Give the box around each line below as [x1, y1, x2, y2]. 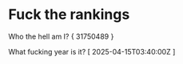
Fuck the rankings [8, 6, 130, 24]
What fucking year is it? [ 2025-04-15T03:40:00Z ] [8, 47, 176, 56]
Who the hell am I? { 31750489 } [8, 32, 114, 41]
